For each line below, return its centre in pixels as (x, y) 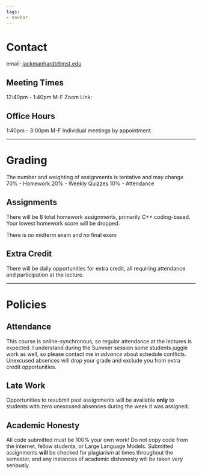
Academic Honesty (43, 425)
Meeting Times (35, 83)
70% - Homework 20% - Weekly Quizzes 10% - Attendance (80, 183)
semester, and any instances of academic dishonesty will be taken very (95, 459)
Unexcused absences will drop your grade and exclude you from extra (93, 360)
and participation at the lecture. (45, 275)
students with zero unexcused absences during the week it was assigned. (98, 406)
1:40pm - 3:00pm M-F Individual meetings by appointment (79, 130)
